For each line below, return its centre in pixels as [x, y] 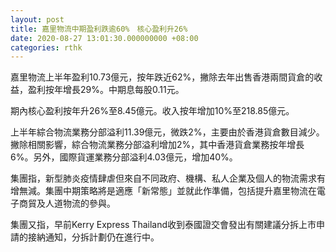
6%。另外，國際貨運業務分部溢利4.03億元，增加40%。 [124, 157]
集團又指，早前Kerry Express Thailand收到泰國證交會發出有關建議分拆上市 [163, 225]
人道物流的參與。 [80, 203]
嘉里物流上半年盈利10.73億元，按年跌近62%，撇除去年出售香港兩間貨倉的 [162, 77]
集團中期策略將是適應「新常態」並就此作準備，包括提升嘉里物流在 [180, 191]
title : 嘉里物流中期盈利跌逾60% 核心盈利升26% [99, 29]
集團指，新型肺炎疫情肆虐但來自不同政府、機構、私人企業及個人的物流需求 [163, 178]
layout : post [37, 19]
